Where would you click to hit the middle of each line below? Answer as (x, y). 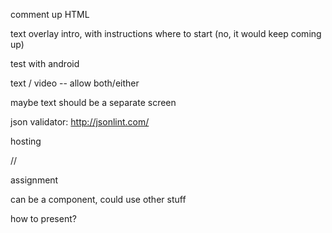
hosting (26, 141)
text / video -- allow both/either (75, 83)
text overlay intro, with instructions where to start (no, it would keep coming (166, 33)
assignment (34, 180)
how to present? (43, 218)
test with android (45, 63)
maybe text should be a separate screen (93, 102)
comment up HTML (50, 14)
